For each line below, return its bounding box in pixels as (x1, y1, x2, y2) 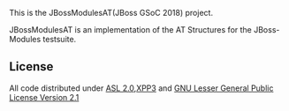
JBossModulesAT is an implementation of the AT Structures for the (9, 25, 252, 34)
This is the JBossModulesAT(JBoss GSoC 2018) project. (9, 8, 214, 18)
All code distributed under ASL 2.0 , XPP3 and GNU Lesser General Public (9, 83, 274, 93)
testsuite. (42, 34, 77, 44)
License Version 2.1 (9, 92, 80, 102)
